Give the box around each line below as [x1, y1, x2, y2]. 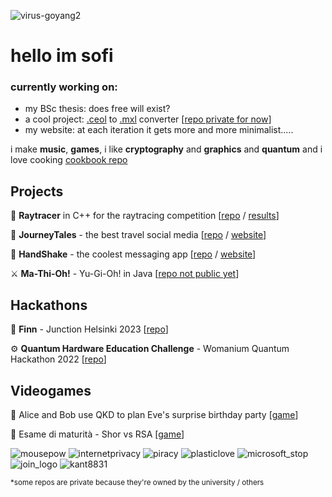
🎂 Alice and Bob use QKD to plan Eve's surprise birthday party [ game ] [10, 408, 299, 420]
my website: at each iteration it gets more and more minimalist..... [24, 124, 294, 136]
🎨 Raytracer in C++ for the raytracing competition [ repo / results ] [10, 210, 280, 222]
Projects [10, 183, 64, 200]
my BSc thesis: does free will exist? [24, 103, 171, 115]
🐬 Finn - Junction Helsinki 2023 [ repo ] [10, 323, 169, 335]
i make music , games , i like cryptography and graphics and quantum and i [10, 143, 323, 155]
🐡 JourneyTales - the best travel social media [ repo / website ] [10, 229, 267, 241]
